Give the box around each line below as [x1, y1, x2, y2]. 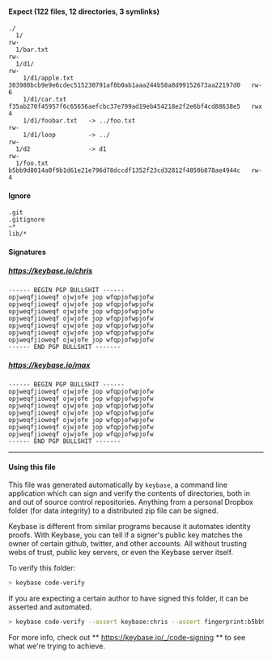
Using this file [8, 462, 57, 472]
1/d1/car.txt [23, 96, 67, 104]
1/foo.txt [15, 159, 49, 168]
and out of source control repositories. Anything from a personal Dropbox [8, 497, 253, 507]
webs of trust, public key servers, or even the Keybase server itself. [8, 548, 233, 558]
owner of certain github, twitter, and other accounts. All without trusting [8, 539, 247, 549]
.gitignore [8, 216, 45, 224]
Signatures [8, 248, 47, 256]
